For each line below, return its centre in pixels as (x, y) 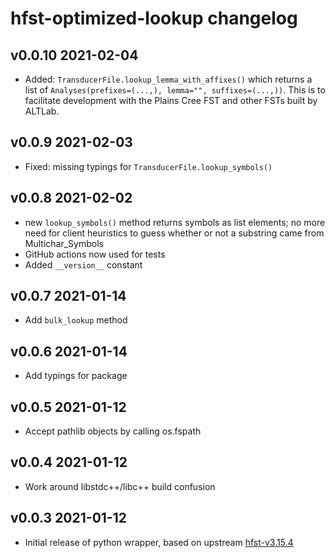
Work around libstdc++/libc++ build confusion (120, 486)
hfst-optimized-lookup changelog (154, 18)
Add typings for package (76, 376)
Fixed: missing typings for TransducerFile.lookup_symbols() (148, 166)
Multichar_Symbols (64, 243)
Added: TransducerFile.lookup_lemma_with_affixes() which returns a (168, 79)
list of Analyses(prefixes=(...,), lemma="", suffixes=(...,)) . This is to (175, 90)
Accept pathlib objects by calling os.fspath (113, 431)
